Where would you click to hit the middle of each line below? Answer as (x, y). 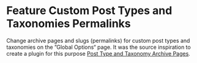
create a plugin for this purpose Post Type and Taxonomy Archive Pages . (98, 53)
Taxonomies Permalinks (69, 24)
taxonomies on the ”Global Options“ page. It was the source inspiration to (98, 47)
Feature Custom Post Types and (89, 11)
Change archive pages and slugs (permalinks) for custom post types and (98, 40)
